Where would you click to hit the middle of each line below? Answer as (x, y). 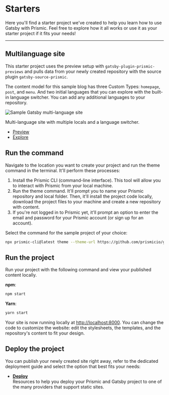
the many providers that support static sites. (58, 387)
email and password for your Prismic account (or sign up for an (78, 217)
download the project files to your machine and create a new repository (87, 201)
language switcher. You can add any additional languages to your (77, 97)
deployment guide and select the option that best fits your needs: (73, 366)
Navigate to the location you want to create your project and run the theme (82, 165)
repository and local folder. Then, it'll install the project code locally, (83, 196)
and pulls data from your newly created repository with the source (93, 71)
